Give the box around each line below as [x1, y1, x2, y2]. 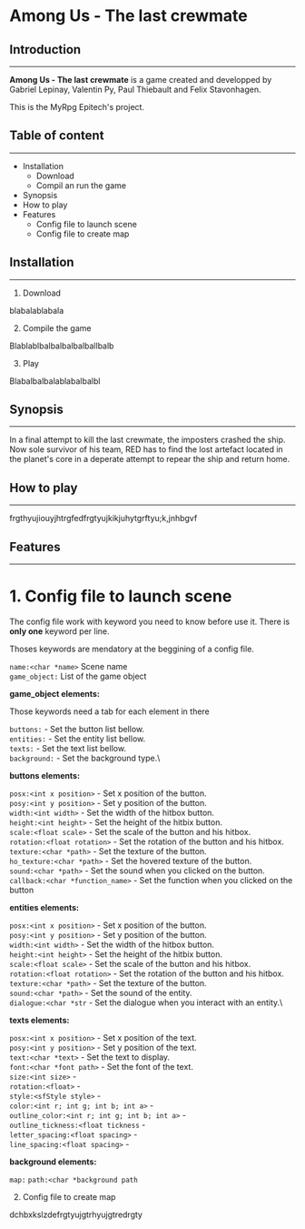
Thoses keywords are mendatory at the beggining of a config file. [9, 643, 254, 654]
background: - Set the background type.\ [9, 752, 161, 763]
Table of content [9, 128, 104, 144]
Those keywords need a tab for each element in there [9, 706, 211, 717]
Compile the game [22, 322, 92, 333]
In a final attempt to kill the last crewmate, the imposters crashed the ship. [9, 434, 286, 446]
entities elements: [9, 902, 80, 912]
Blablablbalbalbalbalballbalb [9, 340, 114, 351]
